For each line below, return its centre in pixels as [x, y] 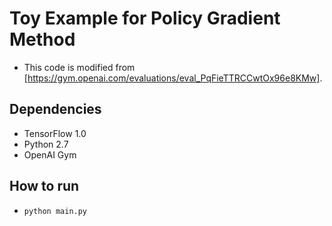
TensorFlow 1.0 [55, 133]
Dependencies [55, 109]
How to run [44, 186]
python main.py [55, 211]
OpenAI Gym [50, 154]
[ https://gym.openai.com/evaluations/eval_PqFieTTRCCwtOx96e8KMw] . [173, 78]
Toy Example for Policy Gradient [145, 18]
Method [42, 39]
